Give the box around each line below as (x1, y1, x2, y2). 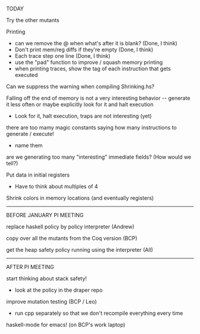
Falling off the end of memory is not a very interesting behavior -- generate (6, 95, 190, 101)
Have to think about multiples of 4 (14, 183, 98, 190)
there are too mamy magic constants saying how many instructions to (6, 124, 177, 131)
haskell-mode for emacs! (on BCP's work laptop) (6, 321, 126, 328)
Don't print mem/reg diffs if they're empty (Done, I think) (14, 46, 154, 53)
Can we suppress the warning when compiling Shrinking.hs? (6, 83, 155, 90)
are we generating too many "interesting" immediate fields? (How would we (6, 153, 192, 160)
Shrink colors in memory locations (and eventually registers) (6, 194, 154, 202)
